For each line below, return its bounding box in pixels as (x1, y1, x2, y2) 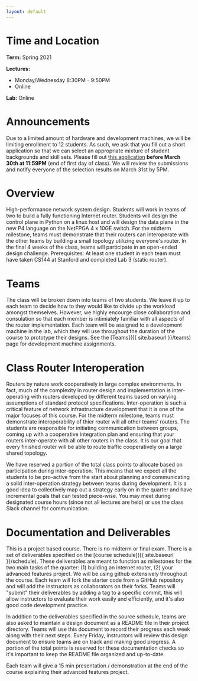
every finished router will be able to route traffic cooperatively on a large (6, 444, 183, 451)
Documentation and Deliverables (6, 526, 171, 539)
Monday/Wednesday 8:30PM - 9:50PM (14, 76, 111, 83)
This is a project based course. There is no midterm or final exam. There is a (6, 545, 192, 552)
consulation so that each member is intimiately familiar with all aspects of (6, 315, 184, 322)
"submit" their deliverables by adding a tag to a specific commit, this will (6, 589, 182, 597)
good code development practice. (6, 602, 89, 609)
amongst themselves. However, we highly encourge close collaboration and (6, 309, 191, 316)
